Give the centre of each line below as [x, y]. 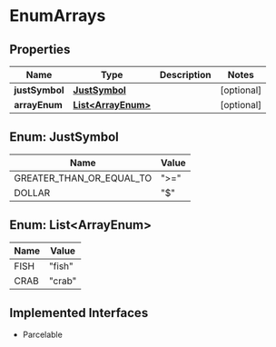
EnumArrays [58, 16]
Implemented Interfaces [79, 313]
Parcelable [43, 335]
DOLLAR [32, 193]
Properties [40, 50]
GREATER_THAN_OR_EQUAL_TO [83, 178]
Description [185, 75]
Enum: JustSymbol [64, 137]
